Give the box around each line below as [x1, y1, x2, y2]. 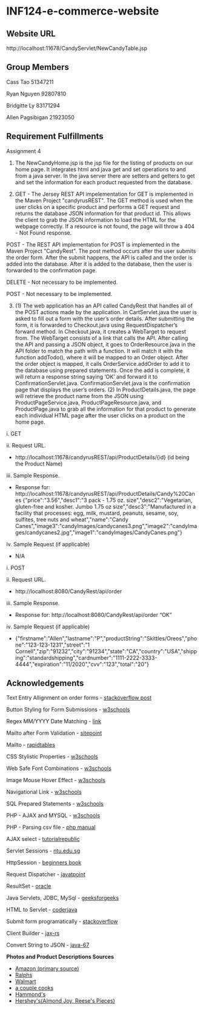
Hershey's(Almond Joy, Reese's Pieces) [15, 997, 115, 1005]
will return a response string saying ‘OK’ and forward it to [15, 373, 158, 380]
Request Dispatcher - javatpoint [6, 871, 86, 878]
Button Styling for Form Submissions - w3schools [6, 706, 130, 713]
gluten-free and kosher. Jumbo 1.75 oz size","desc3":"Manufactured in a [15, 503, 196, 510]
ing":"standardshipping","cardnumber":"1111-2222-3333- [15, 654, 158, 661]
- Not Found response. [15, 229, 72, 236]
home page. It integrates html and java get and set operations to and [15, 165, 186, 173]
